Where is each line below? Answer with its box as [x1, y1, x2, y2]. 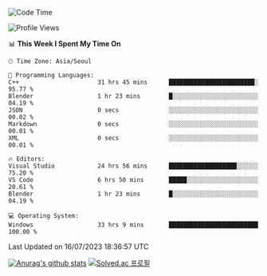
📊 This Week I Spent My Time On [8, 39, 121, 48]
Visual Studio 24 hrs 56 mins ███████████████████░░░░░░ [8, 162, 259, 170]
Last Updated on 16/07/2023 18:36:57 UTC [8, 242, 149, 251]
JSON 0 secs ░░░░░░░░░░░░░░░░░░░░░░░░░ [8, 106, 259, 114]
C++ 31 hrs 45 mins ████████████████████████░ [8, 78, 259, 86]
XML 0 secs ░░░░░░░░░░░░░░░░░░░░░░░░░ [8, 134, 259, 142]
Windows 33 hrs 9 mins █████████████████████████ [8, 221, 259, 229]
